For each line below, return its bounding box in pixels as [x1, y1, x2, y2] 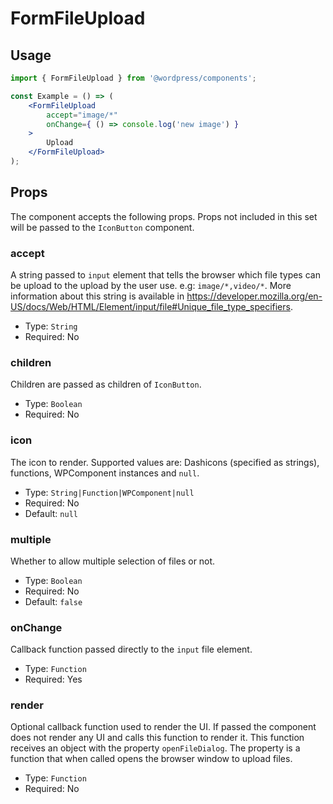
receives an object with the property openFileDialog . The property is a [10, 742, 301, 754]
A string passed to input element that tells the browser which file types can [10, 268, 321, 281]
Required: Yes [24, 673, 83, 686]
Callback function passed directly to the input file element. [10, 643, 253, 656]
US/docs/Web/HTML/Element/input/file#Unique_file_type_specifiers [10, 300, 291, 312]
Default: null [24, 507, 78, 519]
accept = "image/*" [46, 110, 118, 120]
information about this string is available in [10, 290, 185, 302]
